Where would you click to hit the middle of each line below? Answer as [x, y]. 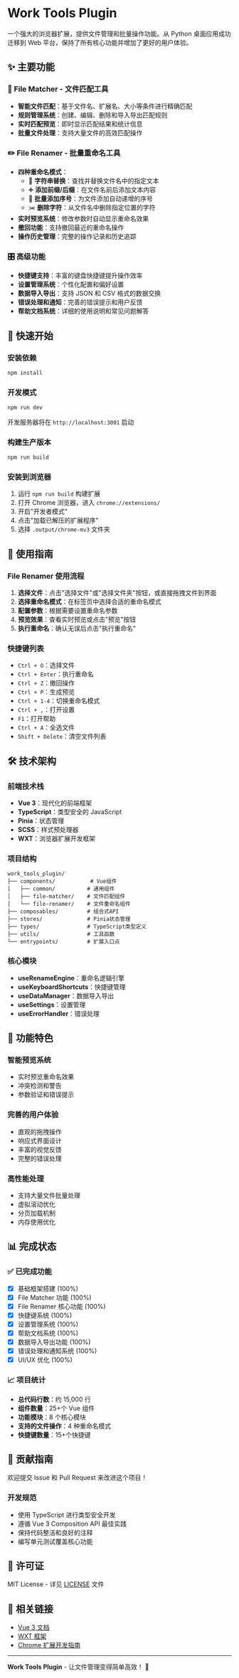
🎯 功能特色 [30, 1038]
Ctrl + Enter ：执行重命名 [55, 674]
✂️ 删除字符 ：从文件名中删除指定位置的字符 [92, 207]
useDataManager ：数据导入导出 [66, 995]
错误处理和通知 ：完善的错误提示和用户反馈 [80, 302]
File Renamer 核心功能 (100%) [62, 1306]
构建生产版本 [30, 442]
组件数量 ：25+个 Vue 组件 [56, 1408]
